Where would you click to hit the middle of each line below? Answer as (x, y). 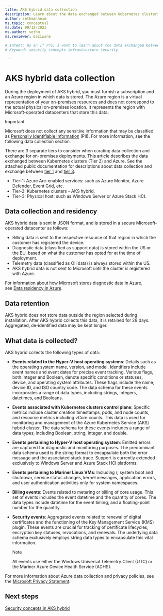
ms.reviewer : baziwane (28, 37)
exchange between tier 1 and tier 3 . (40, 171)
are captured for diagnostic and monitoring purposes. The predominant (83, 447)
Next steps (22, 596)
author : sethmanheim (26, 18)
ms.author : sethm (23, 32)
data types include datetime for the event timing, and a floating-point (81, 502)
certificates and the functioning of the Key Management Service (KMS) (83, 522)
